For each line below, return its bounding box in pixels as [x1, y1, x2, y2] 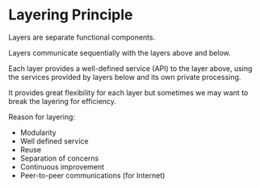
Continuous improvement [19, 161, 105, 171]
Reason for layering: [8, 111, 75, 122]
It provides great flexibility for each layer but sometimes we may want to [8, 87, 249, 98]
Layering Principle [8, 6, 133, 24]
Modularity [19, 127, 57, 137]
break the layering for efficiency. [8, 96, 117, 106]
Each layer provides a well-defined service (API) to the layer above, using [8, 63, 253, 73]
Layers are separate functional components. [8, 32, 156, 42]
